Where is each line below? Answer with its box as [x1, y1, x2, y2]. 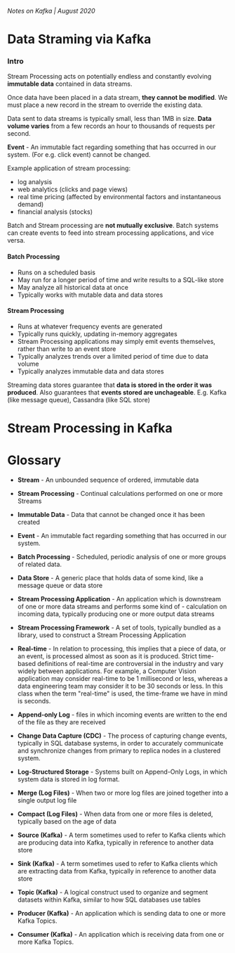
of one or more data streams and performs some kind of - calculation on [17, 602, 227, 611]
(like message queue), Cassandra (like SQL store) [7, 395, 151, 404]
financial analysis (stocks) [17, 207, 93, 216]
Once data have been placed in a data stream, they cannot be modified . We [7, 94, 228, 102]
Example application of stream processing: [7, 164, 131, 172]
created [17, 518, 41, 527]
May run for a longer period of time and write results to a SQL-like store [17, 275, 224, 284]
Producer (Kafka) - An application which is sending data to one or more [17, 909, 226, 918]
